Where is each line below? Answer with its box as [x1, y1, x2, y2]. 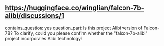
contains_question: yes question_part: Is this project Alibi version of [5, 25, 143, 31]
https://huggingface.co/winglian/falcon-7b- [5, 4, 144, 12]
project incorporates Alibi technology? [5, 35, 83, 41]
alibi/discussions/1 [5, 12, 64, 20]
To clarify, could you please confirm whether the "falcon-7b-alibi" [14, 30, 148, 36]
